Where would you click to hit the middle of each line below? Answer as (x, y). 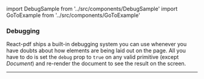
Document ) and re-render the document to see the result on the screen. (96, 64)
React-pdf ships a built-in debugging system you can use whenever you (97, 44)
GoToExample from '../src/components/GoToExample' (73, 15)
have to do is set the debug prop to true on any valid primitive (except (93, 57)
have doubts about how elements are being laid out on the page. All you (96, 50)
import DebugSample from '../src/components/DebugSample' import (92, 9)
